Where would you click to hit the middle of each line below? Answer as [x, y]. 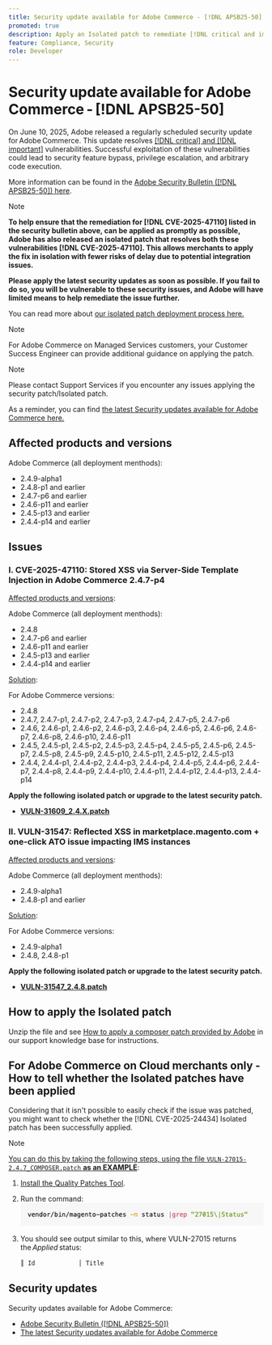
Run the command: [51, 1199]
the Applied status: [51, 1248]
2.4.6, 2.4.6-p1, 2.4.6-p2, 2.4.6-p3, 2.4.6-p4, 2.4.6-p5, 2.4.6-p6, [127, 728]
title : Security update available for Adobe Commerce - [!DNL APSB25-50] [136, 17]
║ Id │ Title [62, 1263]
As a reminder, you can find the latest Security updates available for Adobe [134, 410]
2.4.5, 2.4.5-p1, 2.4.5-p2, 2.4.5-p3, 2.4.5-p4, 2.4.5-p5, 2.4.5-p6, [127, 745]
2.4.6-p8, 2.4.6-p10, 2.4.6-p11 [81, 736]
